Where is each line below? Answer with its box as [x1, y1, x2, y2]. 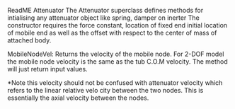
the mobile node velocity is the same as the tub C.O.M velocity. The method [7, 57, 228, 66]
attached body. [7, 36, 52, 45]
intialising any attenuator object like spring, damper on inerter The [7, 13, 200, 22]
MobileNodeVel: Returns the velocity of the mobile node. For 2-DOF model [7, 50, 224, 58]
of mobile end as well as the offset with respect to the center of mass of [7, 28, 217, 37]
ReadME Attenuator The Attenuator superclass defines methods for [7, 6, 204, 14]
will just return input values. [7, 65, 88, 73]
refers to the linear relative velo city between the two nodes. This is [7, 86, 204, 94]
